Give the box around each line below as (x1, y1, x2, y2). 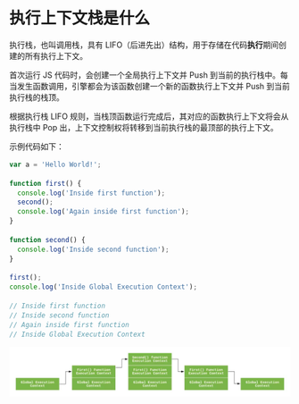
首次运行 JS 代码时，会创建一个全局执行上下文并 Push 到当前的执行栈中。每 (9, 69, 288, 80)
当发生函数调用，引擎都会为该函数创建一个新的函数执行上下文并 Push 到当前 (9, 80, 290, 91)
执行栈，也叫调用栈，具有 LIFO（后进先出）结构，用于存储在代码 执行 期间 (9, 39, 279, 50)
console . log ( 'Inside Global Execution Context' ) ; (9, 282, 198, 291)
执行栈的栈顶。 (9, 91, 64, 103)
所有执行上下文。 (24, 50, 87, 61)
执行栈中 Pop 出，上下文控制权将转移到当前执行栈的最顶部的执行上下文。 (9, 122, 278, 132)
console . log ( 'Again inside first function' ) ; (17, 207, 190, 216)
